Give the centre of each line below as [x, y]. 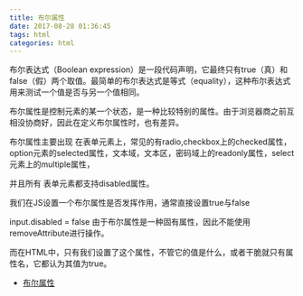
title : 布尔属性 [37, 18]
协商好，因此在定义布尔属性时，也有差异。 [104, 123]
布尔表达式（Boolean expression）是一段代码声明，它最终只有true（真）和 [149, 69]
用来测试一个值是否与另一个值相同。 [77, 92]
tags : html [30, 34]
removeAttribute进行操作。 [59, 233]
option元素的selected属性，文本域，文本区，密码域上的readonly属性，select [152, 153]
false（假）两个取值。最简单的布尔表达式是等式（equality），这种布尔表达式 [150, 81]
